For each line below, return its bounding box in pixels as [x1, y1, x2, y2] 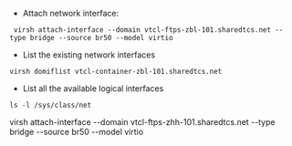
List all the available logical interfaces [22, 83, 164, 94]
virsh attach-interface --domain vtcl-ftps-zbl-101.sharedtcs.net [13, 26, 272, 35]
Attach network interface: [22, 8, 120, 18]
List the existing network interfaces [22, 49, 156, 60]
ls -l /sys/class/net [9, 100, 92, 109]
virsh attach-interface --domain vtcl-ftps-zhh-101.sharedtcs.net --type [9, 117, 276, 127]
